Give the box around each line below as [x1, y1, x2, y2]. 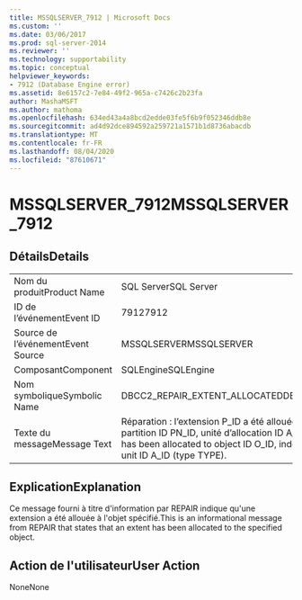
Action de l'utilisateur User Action [9, 558, 200, 573]
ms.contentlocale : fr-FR [9, 139, 102, 148]
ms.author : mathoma [9, 105, 83, 114]
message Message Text [13, 437, 112, 450]
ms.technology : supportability [9, 55, 127, 64]
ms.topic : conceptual [9, 64, 91, 73]
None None [9, 582, 49, 593]
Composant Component [13, 363, 112, 376]
